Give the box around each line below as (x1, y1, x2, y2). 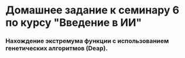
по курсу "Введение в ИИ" (5, 16, 142, 29)
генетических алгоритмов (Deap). (5, 45, 108, 53)
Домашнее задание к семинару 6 (5, 4, 180, 17)
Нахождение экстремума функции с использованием (5, 37, 169, 45)
